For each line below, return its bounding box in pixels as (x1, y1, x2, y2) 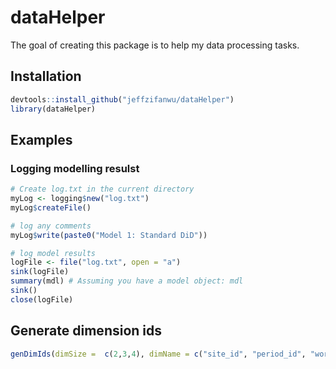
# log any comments (10, 221, 92, 231)
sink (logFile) (10, 267, 70, 277)
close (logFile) (10, 294, 74, 305)
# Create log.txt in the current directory (10, 184, 195, 195)
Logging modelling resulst (10, 161, 140, 175)
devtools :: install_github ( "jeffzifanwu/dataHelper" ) (10, 94, 235, 105)
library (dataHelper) (10, 104, 97, 114)
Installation (10, 68, 82, 85)
